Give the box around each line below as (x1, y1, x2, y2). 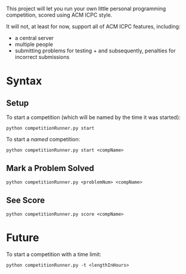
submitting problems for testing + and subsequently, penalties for (14, 47, 176, 54)
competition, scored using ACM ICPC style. (6, 11, 113, 18)
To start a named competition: (6, 136, 80, 142)
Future (6, 231, 40, 244)
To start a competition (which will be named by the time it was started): (6, 114, 181, 121)
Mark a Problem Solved (6, 163, 94, 173)
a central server (14, 35, 54, 41)
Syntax (6, 74, 42, 88)
